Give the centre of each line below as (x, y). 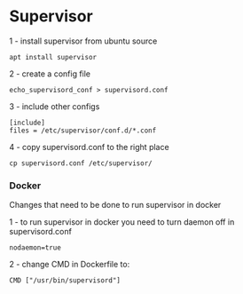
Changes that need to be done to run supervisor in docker (115, 205)
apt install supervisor (53, 57)
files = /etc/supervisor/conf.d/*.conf (83, 131)
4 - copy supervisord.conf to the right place (90, 147)
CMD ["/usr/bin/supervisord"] (65, 281)
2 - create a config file (50, 74)
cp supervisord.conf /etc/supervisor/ (81, 163)
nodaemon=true (35, 248)
